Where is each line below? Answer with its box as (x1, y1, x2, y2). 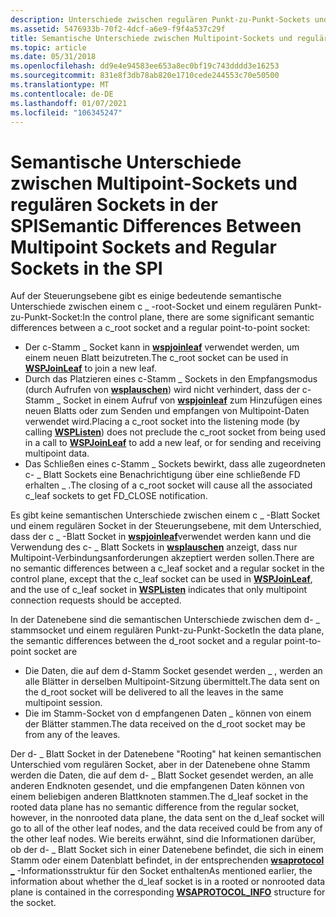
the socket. (10, 897, 57, 909)
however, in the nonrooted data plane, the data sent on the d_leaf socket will (10, 812, 325, 824)
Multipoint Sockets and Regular (10, 236, 277, 258)
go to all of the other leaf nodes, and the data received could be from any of (10, 822, 323, 835)
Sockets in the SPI (10, 257, 163, 280)
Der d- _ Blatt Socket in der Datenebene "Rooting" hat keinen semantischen (10, 748, 322, 760)
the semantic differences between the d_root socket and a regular (10, 635, 283, 647)
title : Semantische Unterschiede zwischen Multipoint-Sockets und (10, 33, 293, 43)
